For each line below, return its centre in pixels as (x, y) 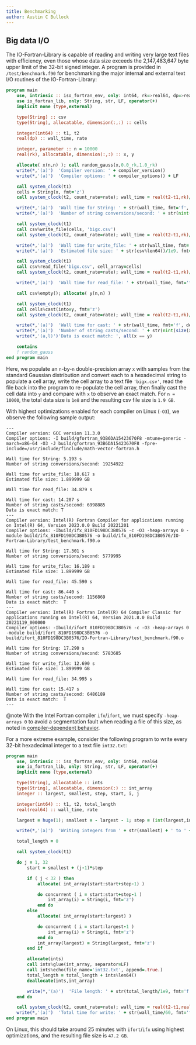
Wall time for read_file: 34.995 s (49, 679)
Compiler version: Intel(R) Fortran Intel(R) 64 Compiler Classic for (94, 612)
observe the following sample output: (51, 417)
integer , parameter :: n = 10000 (57, 149)
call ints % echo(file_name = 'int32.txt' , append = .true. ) (95, 970)
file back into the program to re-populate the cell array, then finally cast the (96, 387)
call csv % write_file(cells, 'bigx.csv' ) (66, 229)
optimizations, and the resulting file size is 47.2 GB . (67, 1036)
